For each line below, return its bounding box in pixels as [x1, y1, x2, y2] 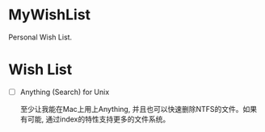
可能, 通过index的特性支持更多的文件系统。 [27, 114, 170, 124]
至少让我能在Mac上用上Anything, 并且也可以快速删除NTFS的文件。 [19, 104, 244, 113]
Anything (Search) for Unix [19, 87, 110, 97]
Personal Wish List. [8, 32, 73, 42]
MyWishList [8, 6, 91, 24]
